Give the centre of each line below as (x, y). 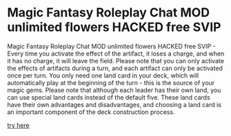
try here (18, 125)
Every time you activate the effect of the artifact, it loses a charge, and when (116, 54)
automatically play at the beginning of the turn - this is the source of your (111, 82)
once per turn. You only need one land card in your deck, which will (103, 75)
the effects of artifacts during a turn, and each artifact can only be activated (115, 68)
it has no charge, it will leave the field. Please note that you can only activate (115, 60)
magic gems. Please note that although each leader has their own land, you (114, 90)
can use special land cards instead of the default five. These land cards (109, 97)
